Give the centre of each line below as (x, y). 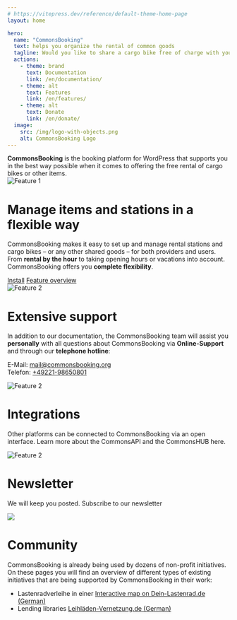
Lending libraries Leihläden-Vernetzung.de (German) (94, 609)
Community (43, 545)
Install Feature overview (42, 281)
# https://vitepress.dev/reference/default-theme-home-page (98, 14)
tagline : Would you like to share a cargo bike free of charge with (116, 53)
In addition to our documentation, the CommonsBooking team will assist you (118, 336)
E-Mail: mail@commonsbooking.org (59, 365)
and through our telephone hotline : (59, 351)
